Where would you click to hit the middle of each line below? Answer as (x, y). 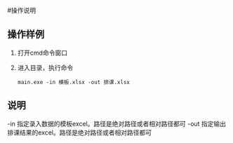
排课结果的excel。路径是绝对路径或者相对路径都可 (80, 132)
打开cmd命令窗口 (42, 53)
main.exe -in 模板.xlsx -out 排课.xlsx (73, 82)
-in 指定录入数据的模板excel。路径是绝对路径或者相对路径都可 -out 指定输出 (117, 123)
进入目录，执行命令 (45, 67)
